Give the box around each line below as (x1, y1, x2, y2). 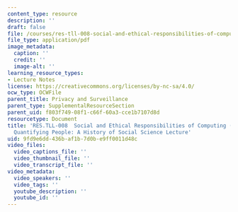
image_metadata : (7, 43, 55, 50)
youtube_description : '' (13, 188, 87, 195)
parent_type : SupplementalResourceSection (7, 102, 135, 110)
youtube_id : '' (13, 194, 59, 201)
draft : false (7, 23, 46, 30)
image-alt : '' (13, 63, 55, 70)
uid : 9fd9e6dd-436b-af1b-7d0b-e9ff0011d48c (7, 135, 138, 142)
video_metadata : (7, 167, 55, 175)
